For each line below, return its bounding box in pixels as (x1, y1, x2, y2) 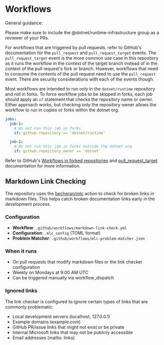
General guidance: (5, 20, 43, 26)
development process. (5, 201, 51, 207)
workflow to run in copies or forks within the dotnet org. (5, 107, 119, 113)
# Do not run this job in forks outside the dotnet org (14, 144, 133, 149)
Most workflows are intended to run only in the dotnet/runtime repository (5, 86, 156, 91)
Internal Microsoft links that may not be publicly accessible (12, 329, 133, 335)
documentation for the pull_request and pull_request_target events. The (5, 50, 157, 56)
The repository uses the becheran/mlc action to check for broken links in (5, 190, 154, 196)
